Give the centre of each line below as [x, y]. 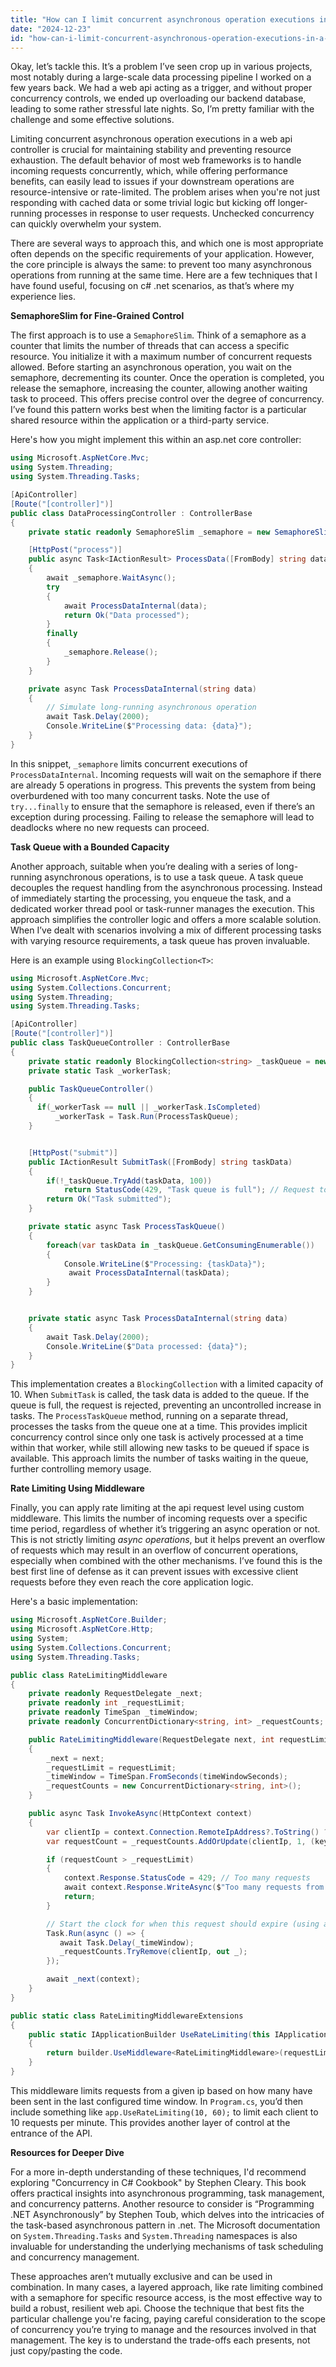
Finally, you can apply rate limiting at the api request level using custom [157, 1508]
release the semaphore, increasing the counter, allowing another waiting [159, 388]
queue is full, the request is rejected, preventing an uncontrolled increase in [166, 1405]
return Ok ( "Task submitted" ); [109, 1199]
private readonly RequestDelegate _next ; [115, 1694]
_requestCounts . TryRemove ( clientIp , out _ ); [153, 1952]
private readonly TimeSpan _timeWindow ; [113, 1712]
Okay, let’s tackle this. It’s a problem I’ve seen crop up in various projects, [161, 67]
